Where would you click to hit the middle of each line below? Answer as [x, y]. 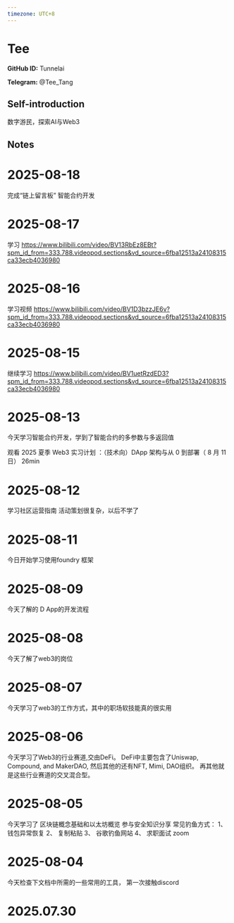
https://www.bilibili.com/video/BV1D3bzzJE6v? [102, 309]
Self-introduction [46, 104]
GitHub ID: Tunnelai [36, 68]
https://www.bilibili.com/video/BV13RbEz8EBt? [89, 245]
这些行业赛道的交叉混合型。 [53, 775]
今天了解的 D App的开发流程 [48, 609]
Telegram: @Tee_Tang [40, 82]
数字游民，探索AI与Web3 [43, 122]
